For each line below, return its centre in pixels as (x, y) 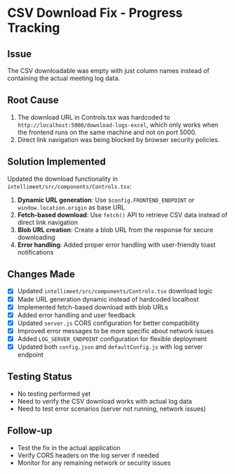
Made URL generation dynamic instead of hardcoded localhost (108, 299)
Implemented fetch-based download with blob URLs (93, 307)
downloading (36, 237)
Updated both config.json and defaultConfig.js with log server (110, 347)
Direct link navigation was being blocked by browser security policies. (118, 139)
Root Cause (33, 100)
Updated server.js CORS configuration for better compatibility (108, 323)
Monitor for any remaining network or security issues (94, 463)
